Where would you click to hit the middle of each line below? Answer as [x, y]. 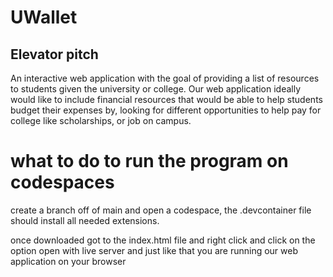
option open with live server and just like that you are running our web [154, 250]
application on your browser [68, 261]
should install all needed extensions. [85, 220]
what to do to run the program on [149, 161]
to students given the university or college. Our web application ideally [156, 89]
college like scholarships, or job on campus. [101, 120]
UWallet [44, 17]
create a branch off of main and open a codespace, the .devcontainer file [161, 210]
